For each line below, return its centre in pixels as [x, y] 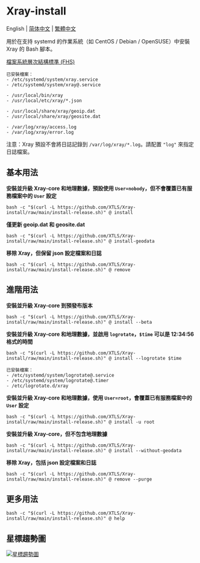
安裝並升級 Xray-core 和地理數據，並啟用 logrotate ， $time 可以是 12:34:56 [100, 334]
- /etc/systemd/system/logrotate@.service [60, 375]
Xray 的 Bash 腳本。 [31, 49]
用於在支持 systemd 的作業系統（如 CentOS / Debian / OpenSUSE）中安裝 [98, 41]
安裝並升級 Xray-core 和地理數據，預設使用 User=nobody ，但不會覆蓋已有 [97, 188]
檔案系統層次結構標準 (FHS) [41, 61]
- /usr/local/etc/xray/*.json [44, 101]
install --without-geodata [148, 450]
